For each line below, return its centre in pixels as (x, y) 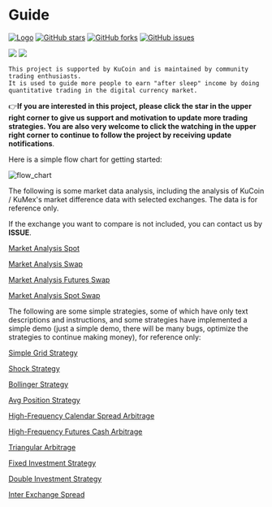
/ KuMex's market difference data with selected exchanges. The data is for (133, 199)
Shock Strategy (35, 368)
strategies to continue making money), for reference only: (105, 337)
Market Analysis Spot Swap (54, 295)
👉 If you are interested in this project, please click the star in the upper (130, 106)
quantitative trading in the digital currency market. (103, 90)
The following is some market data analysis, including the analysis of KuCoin (136, 191)
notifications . (32, 143)
